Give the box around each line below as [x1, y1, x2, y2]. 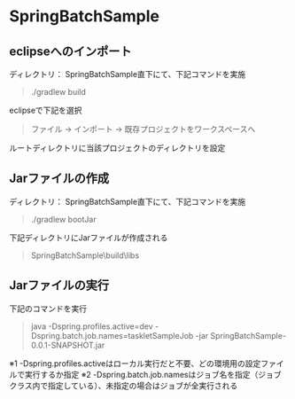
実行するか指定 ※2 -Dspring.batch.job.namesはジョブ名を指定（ [24, 369, 259, 379]
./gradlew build [30, 87, 87, 97]
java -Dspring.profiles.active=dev [30, 321, 153, 332]
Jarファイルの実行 [9, 278, 110, 293]
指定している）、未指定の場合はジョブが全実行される [47, 379, 238, 391]
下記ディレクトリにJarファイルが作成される [9, 232, 168, 243]
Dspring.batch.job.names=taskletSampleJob [30, 330, 194, 340]
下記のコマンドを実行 [9, 303, 87, 314]
